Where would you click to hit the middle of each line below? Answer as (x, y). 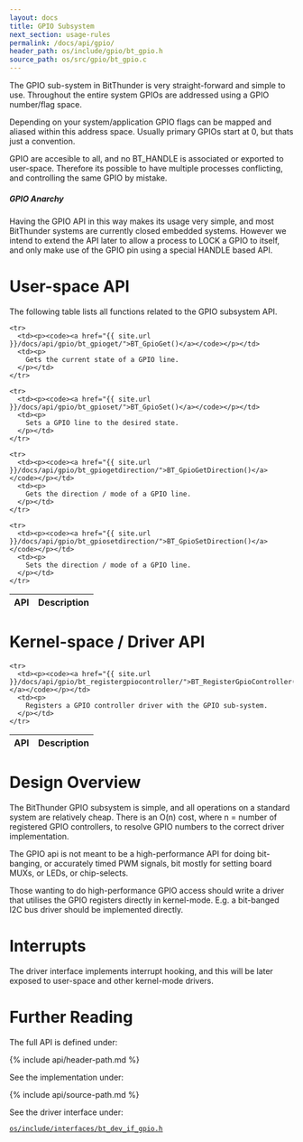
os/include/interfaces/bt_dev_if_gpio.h (87, 1128)
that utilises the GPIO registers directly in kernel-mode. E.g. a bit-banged (144, 900)
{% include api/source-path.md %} (74, 1094)
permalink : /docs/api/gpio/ (62, 43)
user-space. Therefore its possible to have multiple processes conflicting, (146, 168)
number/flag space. (46, 104)
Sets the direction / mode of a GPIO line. (109, 565)
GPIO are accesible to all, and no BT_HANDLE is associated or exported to (147, 158)
